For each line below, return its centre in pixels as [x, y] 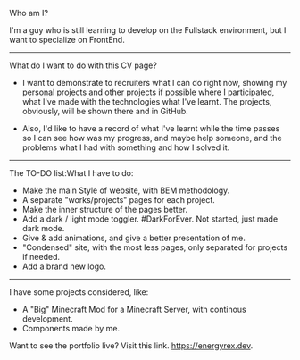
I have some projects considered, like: [79, 292]
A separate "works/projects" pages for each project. [119, 200]
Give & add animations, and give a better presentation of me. [133, 238]
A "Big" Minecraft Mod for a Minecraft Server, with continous [134, 309]
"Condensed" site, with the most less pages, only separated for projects [155, 247]
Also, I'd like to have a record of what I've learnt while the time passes [151, 128]
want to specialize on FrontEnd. [67, 40]
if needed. [41, 257]
